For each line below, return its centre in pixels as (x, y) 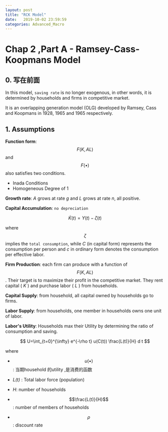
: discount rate (28, 425)
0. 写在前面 (23, 80)
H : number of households (39, 390)
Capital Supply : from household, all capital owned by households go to (79, 296)
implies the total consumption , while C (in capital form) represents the (78, 244)
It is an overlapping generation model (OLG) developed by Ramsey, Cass (81, 108)
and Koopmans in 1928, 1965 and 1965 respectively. (59, 113)
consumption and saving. (32, 331)
